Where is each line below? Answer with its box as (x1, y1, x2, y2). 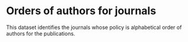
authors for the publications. (6, 30, 75, 37)
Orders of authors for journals (6, 4, 157, 18)
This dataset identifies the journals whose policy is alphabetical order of (6, 24, 182, 31)
